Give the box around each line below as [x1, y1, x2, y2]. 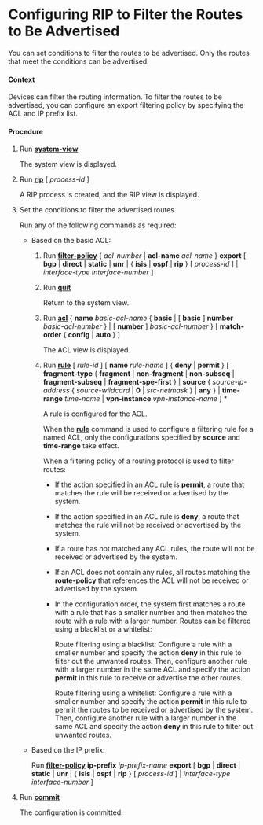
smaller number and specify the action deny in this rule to [54, 648, 242, 657]
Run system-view [19, 144, 79, 154]
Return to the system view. [42, 298, 130, 308]
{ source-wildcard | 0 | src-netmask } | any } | [71, 385, 221, 395]
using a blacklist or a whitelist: [54, 624, 152, 634]
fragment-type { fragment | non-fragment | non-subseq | [42, 369, 235, 378]
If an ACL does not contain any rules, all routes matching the [54, 568, 250, 577]
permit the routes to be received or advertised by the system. [54, 705, 254, 715]
